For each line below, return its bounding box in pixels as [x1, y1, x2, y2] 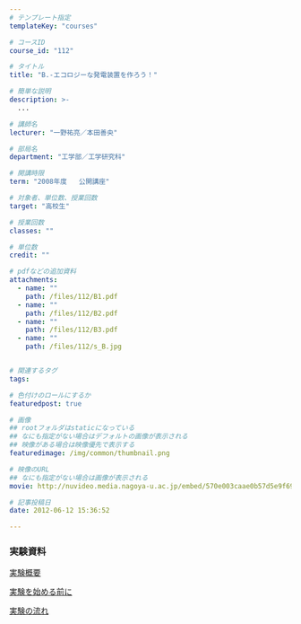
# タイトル [9, 62, 45, 72]
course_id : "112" [9, 46, 74, 55]
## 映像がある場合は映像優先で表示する [9, 441, 135, 450]
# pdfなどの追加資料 [9, 267, 77, 277]
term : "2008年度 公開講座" [9, 177, 110, 187]
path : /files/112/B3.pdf [25, 325, 118, 335]
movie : [9, 481, 34, 490]
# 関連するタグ [9, 366, 58, 375]
